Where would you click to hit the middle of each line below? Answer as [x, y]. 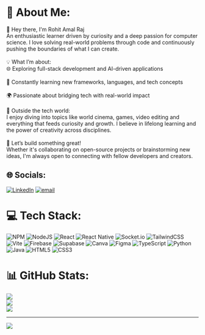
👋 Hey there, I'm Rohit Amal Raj [45, 29]
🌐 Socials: [26, 175]
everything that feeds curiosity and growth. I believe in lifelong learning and [101, 123]
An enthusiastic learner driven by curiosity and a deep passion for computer [102, 35]
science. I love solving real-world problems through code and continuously [100, 42]
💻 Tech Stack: [44, 215]
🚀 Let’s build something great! [44, 143]
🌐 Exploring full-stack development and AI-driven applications [85, 68]
